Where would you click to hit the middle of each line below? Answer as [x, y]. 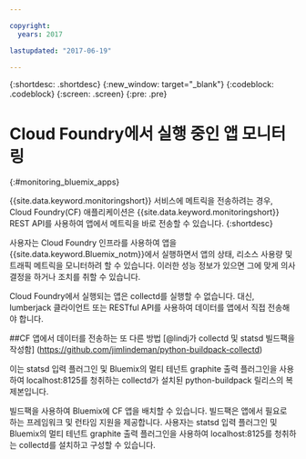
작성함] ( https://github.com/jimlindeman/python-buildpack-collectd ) [136, 350]
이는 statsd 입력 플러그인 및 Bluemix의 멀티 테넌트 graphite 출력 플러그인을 [143, 369]
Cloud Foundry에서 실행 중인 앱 [124, 134]
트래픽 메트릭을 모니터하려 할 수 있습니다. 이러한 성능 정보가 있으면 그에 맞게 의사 [153, 265]
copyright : [30, 25]
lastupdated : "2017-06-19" [61, 51]
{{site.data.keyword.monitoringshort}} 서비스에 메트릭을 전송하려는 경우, [141, 201]
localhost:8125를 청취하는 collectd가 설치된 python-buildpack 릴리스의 [155, 380]
